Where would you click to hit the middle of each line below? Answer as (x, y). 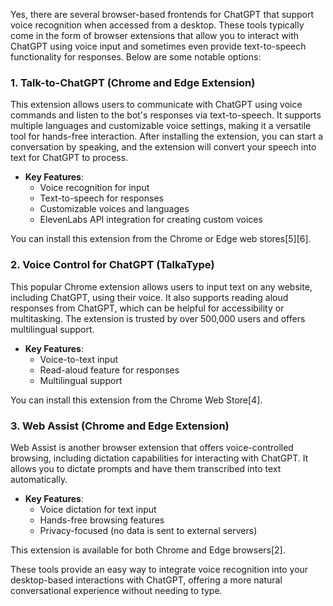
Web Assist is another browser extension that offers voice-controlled (152, 447)
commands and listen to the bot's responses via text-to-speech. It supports (166, 115)
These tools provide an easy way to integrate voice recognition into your (159, 569)
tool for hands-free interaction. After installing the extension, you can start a (167, 136)
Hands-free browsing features (102, 520)
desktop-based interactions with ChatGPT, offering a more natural (146, 580)
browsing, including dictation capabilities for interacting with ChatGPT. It (159, 458)
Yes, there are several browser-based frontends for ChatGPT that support (162, 14)
